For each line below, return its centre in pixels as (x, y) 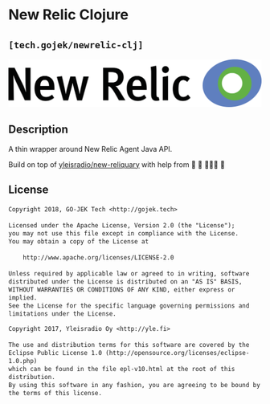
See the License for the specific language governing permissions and (129, 306)
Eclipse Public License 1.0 (55, 353)
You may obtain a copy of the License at (79, 241)
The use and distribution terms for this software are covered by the (129, 345)
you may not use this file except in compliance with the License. (124, 233)
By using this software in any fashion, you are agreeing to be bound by (135, 385)
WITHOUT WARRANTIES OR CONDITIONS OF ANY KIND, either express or (122, 290)
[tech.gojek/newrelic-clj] (76, 45)
